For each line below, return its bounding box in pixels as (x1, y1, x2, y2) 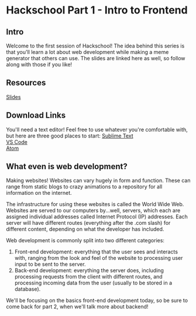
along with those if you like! (6, 61, 72, 68)
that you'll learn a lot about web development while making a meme (6, 49, 169, 56)
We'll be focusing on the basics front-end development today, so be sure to (6, 297, 188, 304)
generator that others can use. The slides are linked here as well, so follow (6, 55, 185, 61)
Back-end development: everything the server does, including (14, 267, 164, 274)
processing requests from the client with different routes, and (14, 273, 163, 280)
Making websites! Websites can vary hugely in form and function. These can (6, 177, 191, 184)
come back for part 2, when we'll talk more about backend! (6, 303, 149, 310)
